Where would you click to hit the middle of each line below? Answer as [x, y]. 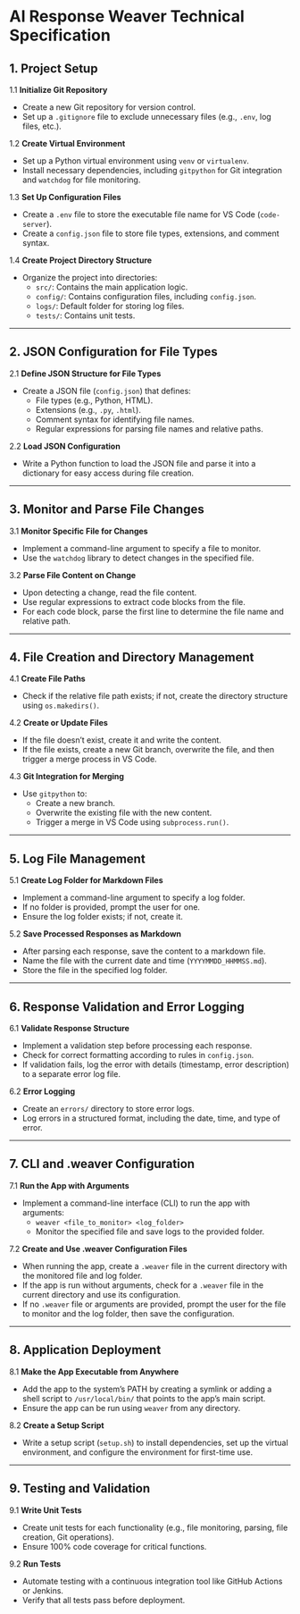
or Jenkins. [43, 1590]
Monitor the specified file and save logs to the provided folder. [150, 1232]
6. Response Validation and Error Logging [127, 1007]
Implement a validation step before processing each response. [137, 1046]
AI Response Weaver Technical [127, 17]
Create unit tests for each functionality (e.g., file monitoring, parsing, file [155, 1527]
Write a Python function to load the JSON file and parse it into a [139, 463]
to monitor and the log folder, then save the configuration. [128, 1313]
